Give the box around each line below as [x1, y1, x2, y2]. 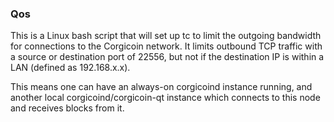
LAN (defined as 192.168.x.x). [10, 62, 131, 74]
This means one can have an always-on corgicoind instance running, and [10, 81, 313, 93]
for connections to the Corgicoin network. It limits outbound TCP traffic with [10, 40, 323, 52]
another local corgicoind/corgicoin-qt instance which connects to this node [10, 92, 321, 104]
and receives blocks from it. [10, 102, 125, 114]
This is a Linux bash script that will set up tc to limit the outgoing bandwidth [10, 30, 322, 42]
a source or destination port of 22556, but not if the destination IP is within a [10, 51, 325, 63]
